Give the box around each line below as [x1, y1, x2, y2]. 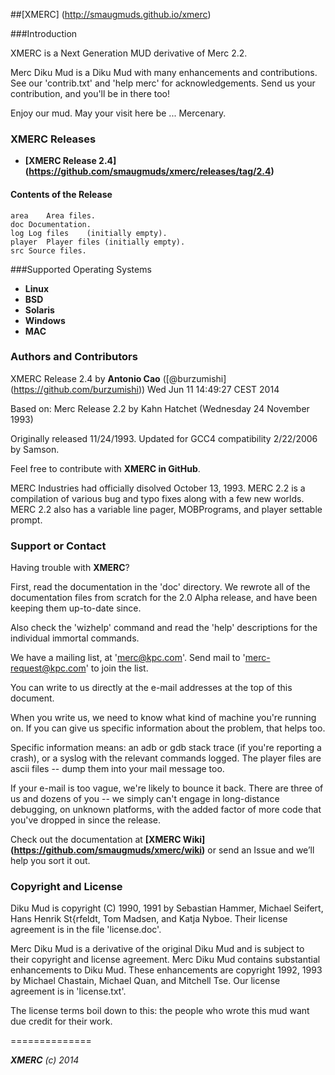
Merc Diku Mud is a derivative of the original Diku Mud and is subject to [10, 943, 305, 955]
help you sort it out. [10, 855, 91, 867]
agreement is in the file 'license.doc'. [10, 924, 162, 936]
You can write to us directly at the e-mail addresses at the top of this [10, 682, 293, 694]
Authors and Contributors [10, 350, 138, 364]
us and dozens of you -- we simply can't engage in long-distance [10, 793, 280, 805]
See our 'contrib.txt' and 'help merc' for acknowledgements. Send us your [10, 77, 316, 89]
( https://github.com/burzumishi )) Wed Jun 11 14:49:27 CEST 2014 [10, 383, 280, 395]
